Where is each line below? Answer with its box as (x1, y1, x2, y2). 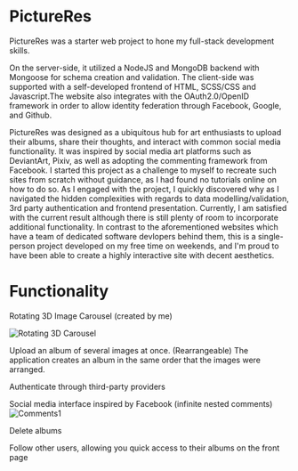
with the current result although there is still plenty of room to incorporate (9, 212, 278, 223)
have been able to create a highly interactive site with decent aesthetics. (9, 249, 275, 260)
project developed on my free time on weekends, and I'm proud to (36, 240, 279, 251)
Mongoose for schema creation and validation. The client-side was (9, 71, 254, 82)
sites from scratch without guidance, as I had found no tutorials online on (9, 174, 278, 184)
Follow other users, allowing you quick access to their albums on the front (9, 443, 280, 453)
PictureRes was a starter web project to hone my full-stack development (9, 36, 275, 46)
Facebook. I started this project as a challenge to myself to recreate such (9, 165, 278, 175)
